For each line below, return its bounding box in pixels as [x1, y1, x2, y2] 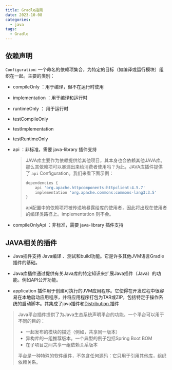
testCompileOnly [12, 116, 49, 122]
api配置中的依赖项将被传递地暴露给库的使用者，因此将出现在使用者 [25, 205, 167, 211]
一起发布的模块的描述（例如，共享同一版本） [25, 329, 121, 335]
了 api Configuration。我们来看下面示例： [25, 170, 114, 176]
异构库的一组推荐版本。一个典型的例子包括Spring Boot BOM [25, 335, 152, 342]
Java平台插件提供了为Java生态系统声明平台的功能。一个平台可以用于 [17, 311, 164, 318]
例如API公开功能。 [22, 277, 61, 283]
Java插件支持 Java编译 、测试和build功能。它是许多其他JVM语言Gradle [12, 253, 164, 260]
